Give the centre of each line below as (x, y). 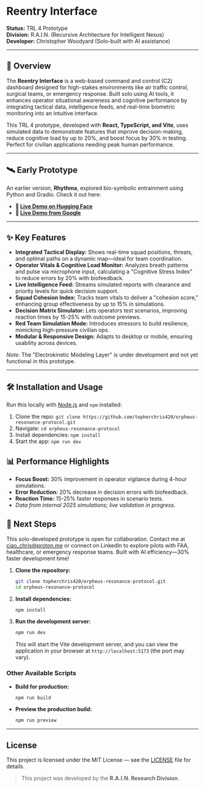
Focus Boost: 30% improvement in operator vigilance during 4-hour (101, 479)
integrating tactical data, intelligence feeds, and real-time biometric (91, 107)
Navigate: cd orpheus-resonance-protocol (67, 428)
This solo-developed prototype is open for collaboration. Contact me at (96, 539)
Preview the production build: (54, 709)
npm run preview (36, 721)
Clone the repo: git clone (48, 417)
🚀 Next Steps (31, 524)
